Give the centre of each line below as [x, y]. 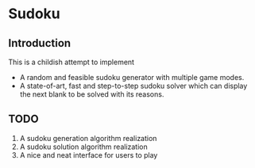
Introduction [40, 43]
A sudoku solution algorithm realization [84, 147]
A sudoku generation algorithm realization [88, 138]
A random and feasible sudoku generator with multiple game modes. [132, 77]
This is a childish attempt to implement [71, 62]
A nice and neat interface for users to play [89, 155]
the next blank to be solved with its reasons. [92, 94]
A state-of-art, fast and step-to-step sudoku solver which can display [133, 86]
